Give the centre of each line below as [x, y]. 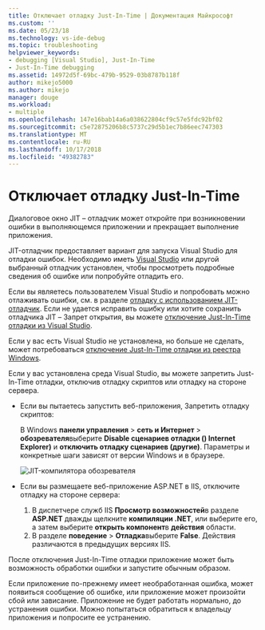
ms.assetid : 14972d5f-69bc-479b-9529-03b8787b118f [94, 75]
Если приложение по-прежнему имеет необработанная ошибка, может [131, 584]
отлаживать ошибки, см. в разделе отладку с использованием [116, 300]
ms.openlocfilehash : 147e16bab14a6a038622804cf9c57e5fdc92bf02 [116, 120]
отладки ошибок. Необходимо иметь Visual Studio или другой [114, 260]
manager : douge [34, 97]
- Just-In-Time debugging [51, 68]
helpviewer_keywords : [44, 53]
